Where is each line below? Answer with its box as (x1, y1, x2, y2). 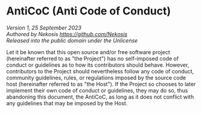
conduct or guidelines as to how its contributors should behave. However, (6, 61, 189, 69)
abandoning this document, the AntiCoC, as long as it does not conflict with (6, 93, 194, 100)
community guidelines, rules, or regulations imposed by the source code (6, 74, 186, 81)
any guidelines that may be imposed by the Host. (6, 99, 128, 106)
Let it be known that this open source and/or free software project (6, 48, 170, 55)
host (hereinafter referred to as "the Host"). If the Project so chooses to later (6, 80, 196, 88)
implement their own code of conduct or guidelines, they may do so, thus (6, 87, 188, 94)
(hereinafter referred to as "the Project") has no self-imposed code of (6, 55, 179, 62)
